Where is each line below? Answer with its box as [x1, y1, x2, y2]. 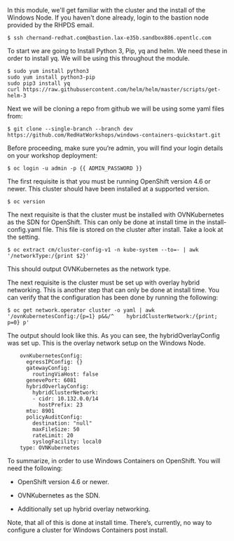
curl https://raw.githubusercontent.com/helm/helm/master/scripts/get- [7, 86, 221, 93]
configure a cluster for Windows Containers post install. [7, 526, 168, 534]
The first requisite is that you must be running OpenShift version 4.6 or [7, 177, 212, 185]
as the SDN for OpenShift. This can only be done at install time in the [7, 218, 205, 226]
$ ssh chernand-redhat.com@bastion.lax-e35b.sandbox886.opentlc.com [7, 34, 212, 41]
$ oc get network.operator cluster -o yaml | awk [7, 307, 156, 314]
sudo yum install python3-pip [7, 74, 96, 81]
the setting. [7, 233, 40, 241]
